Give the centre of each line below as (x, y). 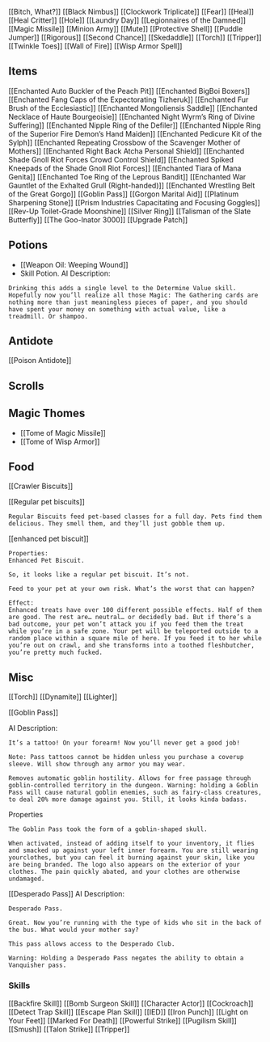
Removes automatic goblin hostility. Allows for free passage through (130, 778)
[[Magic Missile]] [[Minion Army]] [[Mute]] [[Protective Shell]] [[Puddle (126, 29)
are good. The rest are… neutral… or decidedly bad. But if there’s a (130, 618)
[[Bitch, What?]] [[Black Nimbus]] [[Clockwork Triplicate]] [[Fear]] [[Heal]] (131, 12)
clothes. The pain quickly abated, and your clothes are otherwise (124, 872)
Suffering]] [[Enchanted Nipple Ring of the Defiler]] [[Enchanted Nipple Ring (135, 125)
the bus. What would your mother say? (74, 930)
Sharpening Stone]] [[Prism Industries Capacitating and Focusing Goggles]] (134, 202)
